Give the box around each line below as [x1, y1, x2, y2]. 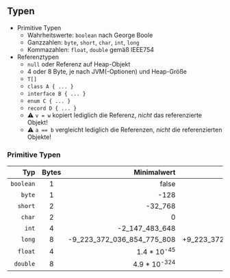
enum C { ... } [27, 97, 71, 105]
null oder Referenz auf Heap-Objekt [27, 60, 131, 68]
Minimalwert [133, 168, 176, 177]
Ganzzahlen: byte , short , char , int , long [27, 38, 140, 47]
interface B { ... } [27, 90, 86, 97]
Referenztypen [16, 53, 60, 61]
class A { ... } [27, 83, 74, 90]
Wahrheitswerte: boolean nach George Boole [27, 31, 153, 39]
